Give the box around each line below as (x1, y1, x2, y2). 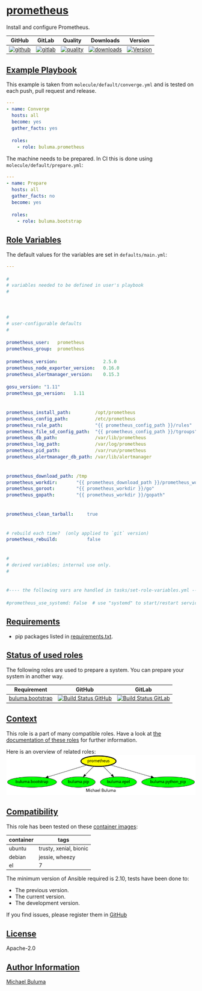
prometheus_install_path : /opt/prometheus (6, 409, 136, 416)
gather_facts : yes (11, 125, 58, 131)
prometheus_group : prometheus (6, 346, 85, 352)
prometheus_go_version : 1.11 (6, 390, 85, 396)
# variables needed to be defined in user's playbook (6, 283, 144, 289)
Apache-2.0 (6, 945, 36, 952)
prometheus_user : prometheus (6, 340, 85, 346)
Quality (63, 37, 82, 44)
